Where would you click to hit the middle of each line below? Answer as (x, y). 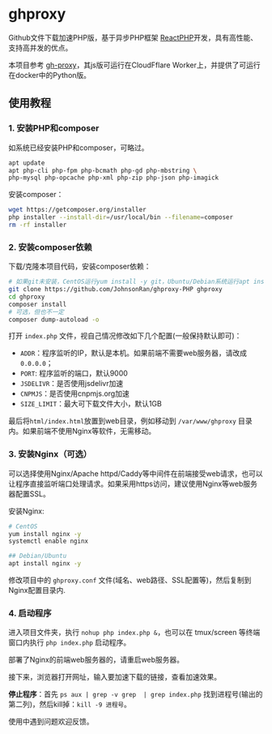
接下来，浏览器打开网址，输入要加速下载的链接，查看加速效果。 (115, 677)
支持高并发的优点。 (40, 47)
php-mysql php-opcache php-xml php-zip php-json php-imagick (114, 178)
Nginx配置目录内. (37, 590)
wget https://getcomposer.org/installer (78, 210)
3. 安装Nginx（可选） (50, 454)
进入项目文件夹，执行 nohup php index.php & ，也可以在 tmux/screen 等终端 (134, 633)
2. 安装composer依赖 (51, 247)
